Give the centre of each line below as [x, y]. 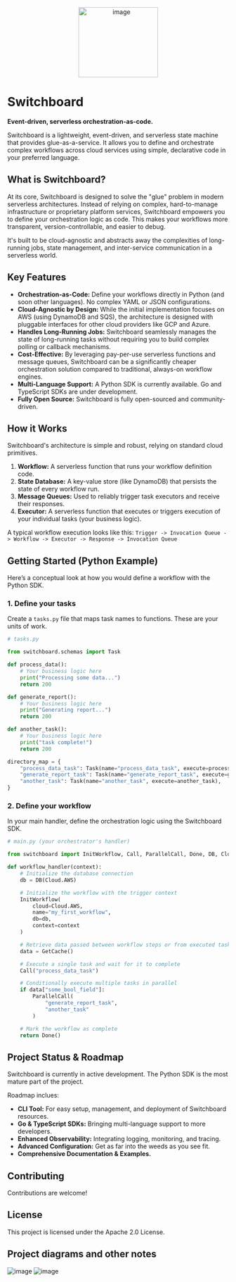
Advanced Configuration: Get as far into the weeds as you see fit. [114, 1146]
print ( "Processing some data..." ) [70, 678]
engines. [30, 377]
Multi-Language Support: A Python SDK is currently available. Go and [119, 384]
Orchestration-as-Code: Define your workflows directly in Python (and [121, 294]
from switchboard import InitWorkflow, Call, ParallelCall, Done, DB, [113, 855]
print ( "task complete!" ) [56, 742]
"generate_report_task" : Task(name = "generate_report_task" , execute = [124, 775]
